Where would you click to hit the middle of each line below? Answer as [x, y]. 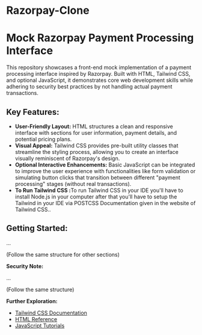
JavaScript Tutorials [40, 325]
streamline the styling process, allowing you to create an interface [96, 152]
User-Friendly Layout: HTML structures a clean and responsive [94, 126]
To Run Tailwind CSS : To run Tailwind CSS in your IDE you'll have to [99, 190]
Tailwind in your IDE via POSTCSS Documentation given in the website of [105, 203]
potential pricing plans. [43, 139]
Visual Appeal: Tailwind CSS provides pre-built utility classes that [96, 146]
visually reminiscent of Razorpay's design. [67, 158]
